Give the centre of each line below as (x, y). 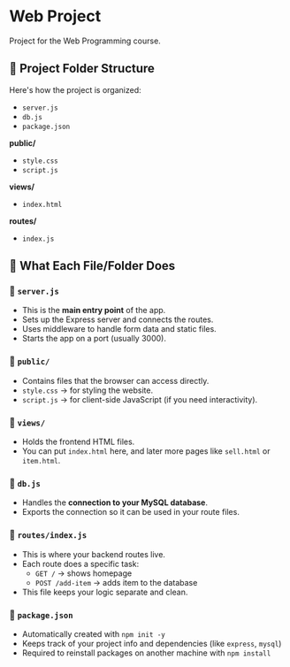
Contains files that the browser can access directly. (115, 380)
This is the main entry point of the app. (94, 310)
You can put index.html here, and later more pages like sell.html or (146, 451)
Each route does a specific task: (80, 563)
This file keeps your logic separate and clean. (105, 592)
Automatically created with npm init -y (94, 633)
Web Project (55, 16)
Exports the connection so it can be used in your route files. (131, 512)
